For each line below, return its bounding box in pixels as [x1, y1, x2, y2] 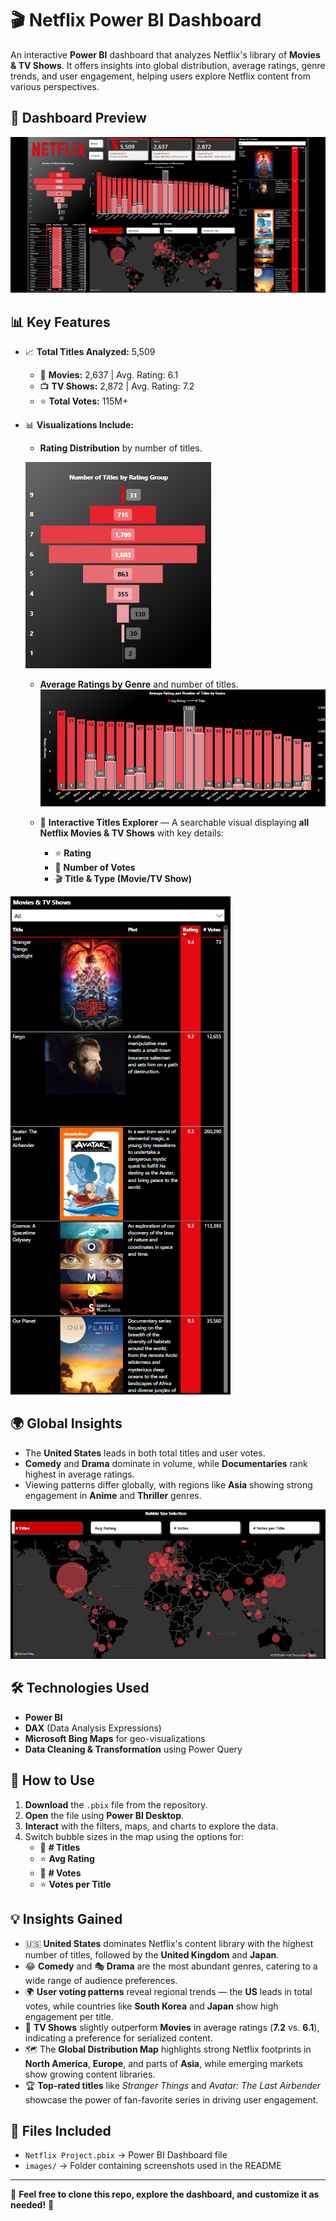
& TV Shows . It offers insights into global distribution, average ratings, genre [10, 59, 326, 71]
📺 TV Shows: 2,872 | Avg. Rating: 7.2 [39, 380, 195, 392]
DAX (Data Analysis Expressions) [24, 1722, 162, 1734]
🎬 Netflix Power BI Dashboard [10, 9, 262, 32]
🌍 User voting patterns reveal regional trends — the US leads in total [24, 1985, 313, 1997]
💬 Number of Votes [54, 861, 136, 873]
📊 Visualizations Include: [24, 419, 135, 431]
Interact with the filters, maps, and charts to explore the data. [24, 1820, 279, 1832]
